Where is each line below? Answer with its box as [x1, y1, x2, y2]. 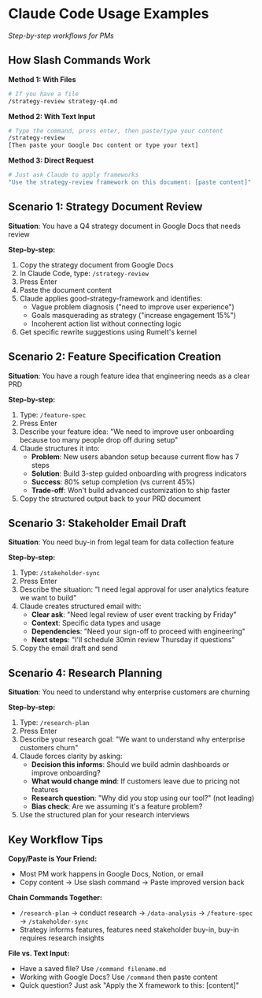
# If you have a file [8, 90, 79, 98]
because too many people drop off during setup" [19, 435, 179, 444]
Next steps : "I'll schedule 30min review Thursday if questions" [31, 635, 235, 645]
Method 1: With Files [8, 74, 76, 84]
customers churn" [19, 743, 79, 753]
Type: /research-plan [19, 718, 90, 727]
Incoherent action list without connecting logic [31, 319, 183, 328]
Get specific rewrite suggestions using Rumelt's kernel [19, 327, 197, 336]
